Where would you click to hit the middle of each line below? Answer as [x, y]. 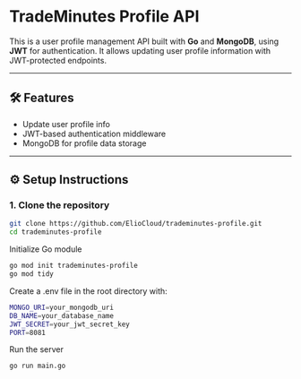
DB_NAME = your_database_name [62, 315]
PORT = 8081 [28, 332]
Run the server [37, 349]
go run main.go [38, 366]
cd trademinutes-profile [56, 232]
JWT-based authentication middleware [94, 134]
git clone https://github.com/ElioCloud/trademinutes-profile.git [136, 224]
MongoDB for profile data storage [84, 143]
